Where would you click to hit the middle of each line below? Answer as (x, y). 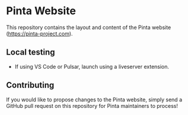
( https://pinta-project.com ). (39, 33)
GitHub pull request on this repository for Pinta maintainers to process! (92, 106)
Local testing (30, 52)
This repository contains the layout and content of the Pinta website (89, 27)
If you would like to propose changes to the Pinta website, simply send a (94, 100)
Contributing (30, 85)
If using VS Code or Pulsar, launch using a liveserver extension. (92, 66)
